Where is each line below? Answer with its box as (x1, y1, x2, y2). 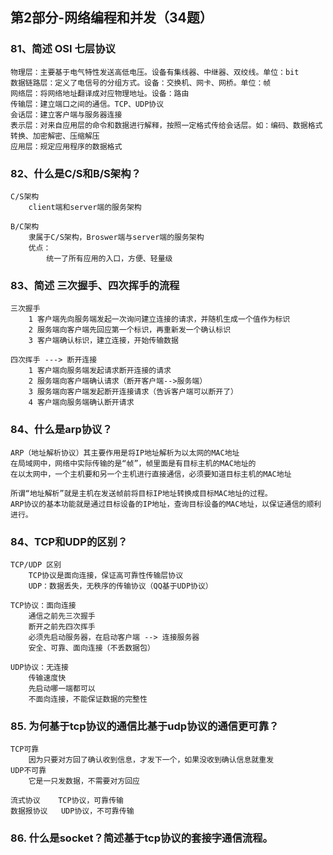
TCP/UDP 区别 (10, 559, 62, 570)
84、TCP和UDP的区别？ (10, 534, 128, 548)
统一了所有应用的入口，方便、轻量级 (46, 253, 173, 263)
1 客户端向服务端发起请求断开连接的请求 (28, 366, 172, 376)
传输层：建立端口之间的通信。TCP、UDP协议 (10, 99, 165, 109)
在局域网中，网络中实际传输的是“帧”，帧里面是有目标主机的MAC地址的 (10, 458, 257, 468)
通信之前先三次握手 (28, 611, 96, 621)
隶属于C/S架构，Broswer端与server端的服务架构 (28, 232, 205, 242)
